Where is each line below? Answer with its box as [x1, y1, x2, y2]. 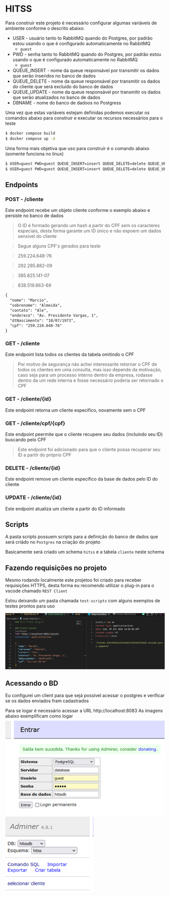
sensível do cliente [17, 233, 57, 239]
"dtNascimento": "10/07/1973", [10, 318, 76, 324]
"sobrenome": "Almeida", [10, 303, 62, 308]
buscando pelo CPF [5, 437, 47, 443]
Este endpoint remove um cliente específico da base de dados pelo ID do [5, 476, 158, 482]
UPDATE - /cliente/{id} [5, 494, 62, 501]
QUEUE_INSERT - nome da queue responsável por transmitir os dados [12, 67, 159, 74]
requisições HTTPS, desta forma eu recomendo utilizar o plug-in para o [5, 583, 154, 589]
